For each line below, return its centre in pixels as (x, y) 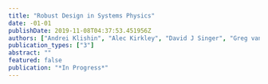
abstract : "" (30, 53)
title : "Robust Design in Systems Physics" (82, 16)
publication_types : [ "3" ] (51, 46)
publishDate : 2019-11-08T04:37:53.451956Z (80, 30)
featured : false (35, 61)
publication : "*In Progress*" (59, 68)
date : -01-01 (30, 23)
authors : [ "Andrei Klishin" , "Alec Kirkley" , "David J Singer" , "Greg (128, 38)
